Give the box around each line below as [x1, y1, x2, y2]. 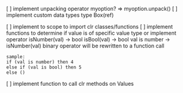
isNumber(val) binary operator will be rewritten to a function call [6, 42, 165, 49]
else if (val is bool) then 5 [6, 64, 82, 70]
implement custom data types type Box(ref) [6, 11, 114, 19]
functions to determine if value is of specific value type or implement [6, 29, 176, 37]
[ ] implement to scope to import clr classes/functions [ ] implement [6, 23, 173, 30]
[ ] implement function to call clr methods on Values [6, 80, 134, 87]
